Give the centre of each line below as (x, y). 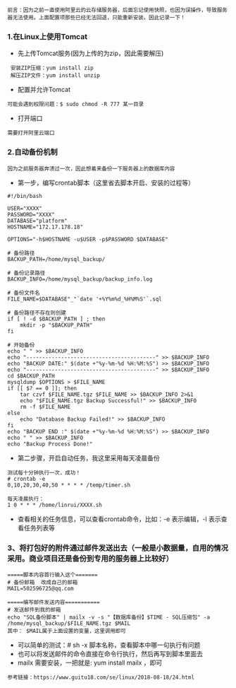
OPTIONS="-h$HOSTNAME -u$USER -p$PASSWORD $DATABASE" (88, 239)
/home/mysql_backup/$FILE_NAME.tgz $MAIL (69, 623)
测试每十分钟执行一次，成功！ (44, 472)
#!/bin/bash (25, 196)
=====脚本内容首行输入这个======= (52, 575)
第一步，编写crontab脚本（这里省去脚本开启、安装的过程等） (106, 182)
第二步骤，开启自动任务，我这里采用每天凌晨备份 (88, 457)
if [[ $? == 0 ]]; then (42, 388)
